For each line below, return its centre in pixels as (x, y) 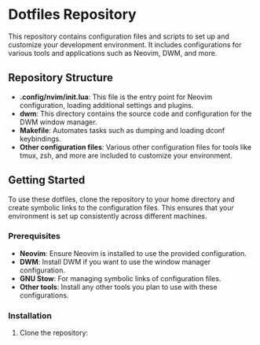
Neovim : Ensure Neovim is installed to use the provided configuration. (133, 253)
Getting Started (47, 180)
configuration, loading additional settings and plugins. (106, 105)
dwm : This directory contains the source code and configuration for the (135, 113)
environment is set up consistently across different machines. (108, 216)
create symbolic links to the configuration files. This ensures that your (121, 207)
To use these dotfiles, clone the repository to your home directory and (121, 199)
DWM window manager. (58, 122)
